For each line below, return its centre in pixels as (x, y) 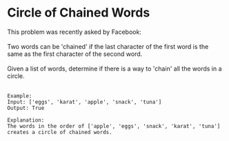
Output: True (26, 108)
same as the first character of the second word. (75, 54)
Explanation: (26, 120)
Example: (20, 96)
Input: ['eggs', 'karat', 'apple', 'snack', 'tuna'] (84, 102)
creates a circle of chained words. (60, 132)
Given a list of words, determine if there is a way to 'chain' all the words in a (114, 68)
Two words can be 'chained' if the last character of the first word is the (108, 46)
